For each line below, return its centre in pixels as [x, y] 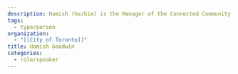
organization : [29, 33]
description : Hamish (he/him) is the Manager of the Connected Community [119, 14]
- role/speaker [36, 60]
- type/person [35, 27]
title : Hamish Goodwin [41, 47]
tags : [15, 20]
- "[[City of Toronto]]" [51, 40]
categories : [25, 54]
